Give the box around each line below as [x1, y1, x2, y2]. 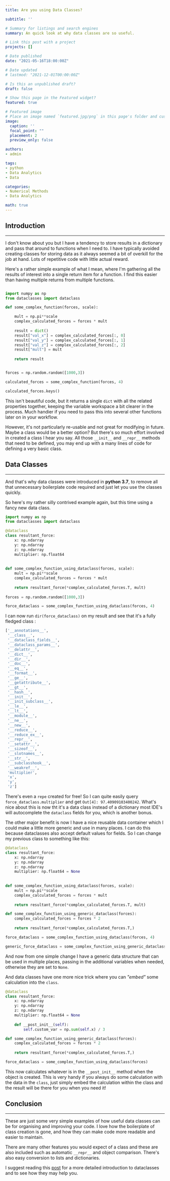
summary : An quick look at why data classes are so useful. [5, 31, 135, 36]
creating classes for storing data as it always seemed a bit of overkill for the [5, 250, 163, 257]
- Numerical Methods [5, 189, 49, 194]
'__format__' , [7, 671, 37, 676]
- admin [5, 152, 22, 157]
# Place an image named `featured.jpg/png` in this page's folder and [5, 114, 157, 119]
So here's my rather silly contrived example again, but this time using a [5, 499, 153, 505]
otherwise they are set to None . [5, 964, 69, 970]
